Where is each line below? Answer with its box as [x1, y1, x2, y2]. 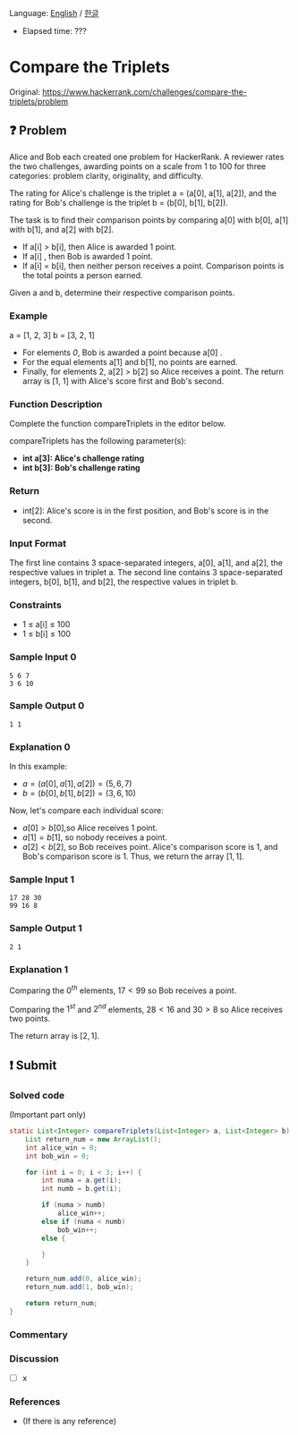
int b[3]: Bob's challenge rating [21, 463, 140, 473]
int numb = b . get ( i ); [41, 1185, 123, 1193]
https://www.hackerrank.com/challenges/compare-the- [41, 86, 248, 97]
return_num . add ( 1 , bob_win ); [25, 1283, 134, 1292]
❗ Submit [9, 1057, 57, 1073]
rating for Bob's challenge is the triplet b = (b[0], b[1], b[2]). [9, 197, 228, 208]
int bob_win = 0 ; [25, 1151, 90, 1160]
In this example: [9, 761, 68, 772]
